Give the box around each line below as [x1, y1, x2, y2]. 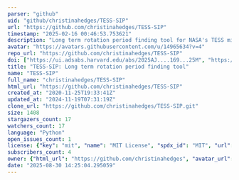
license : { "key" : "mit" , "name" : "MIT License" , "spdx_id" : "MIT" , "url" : [7, 142, 234, 150]
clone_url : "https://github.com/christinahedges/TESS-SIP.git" [7, 103, 199, 110]
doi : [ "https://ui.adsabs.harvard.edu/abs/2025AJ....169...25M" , [7, 57, 205, 64]
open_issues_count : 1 [7, 135, 72, 142]
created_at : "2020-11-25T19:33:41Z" [7, 89, 116, 96]
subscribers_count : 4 [7, 149, 72, 156]
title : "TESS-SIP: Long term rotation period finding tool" [7, 63, 190, 70]
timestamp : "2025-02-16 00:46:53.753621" [7, 30, 132, 38]
